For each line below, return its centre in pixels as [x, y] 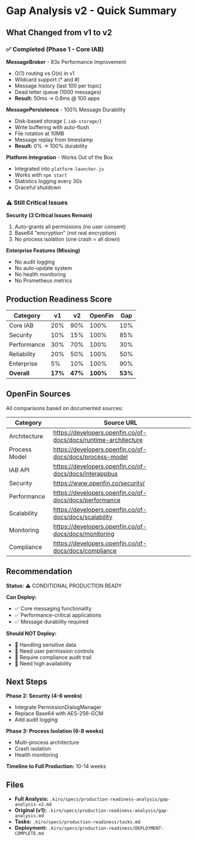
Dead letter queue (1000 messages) [58, 92]
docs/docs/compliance [85, 550]
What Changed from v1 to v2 [59, 33]
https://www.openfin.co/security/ [99, 483]
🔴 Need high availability [43, 663]
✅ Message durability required [52, 622]
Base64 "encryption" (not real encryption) [65, 233]
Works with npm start [41, 175]
